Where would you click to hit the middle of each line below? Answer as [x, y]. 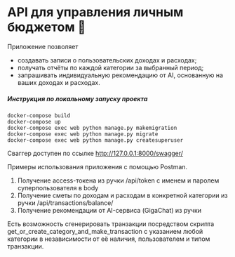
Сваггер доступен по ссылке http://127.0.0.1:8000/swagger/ [95, 153]
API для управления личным [95, 12]
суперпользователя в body [58, 187]
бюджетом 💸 [47, 27]
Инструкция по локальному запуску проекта [78, 98]
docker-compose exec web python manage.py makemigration [92, 128]
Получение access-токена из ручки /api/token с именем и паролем [118, 180]
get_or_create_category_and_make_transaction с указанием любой [105, 231]
